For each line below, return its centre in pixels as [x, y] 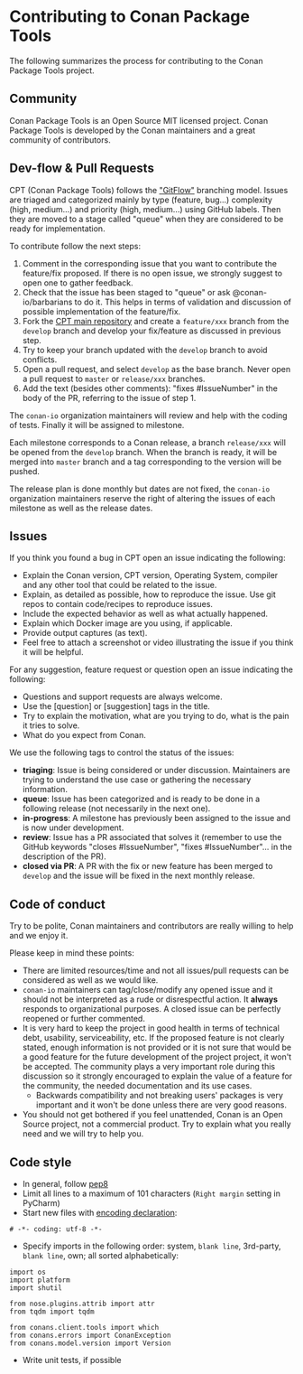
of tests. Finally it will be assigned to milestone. [97, 425]
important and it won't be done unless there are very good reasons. [161, 1105]
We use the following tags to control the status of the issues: [122, 752]
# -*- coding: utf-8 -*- [56, 1229]
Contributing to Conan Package [130, 17]
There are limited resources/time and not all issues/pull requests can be [156, 971]
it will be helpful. [53, 652]
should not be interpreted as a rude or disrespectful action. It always [150, 999]
